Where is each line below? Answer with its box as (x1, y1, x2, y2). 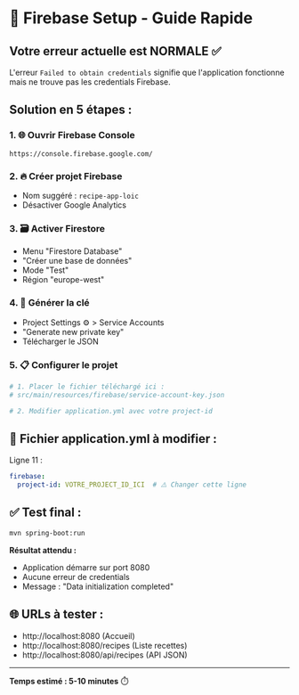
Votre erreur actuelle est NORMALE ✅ (9, 44, 222, 59)
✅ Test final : (9, 505, 82, 520)
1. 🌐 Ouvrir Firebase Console (9, 129, 135, 142)
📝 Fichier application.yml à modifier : (9, 431, 217, 446)
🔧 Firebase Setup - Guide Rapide (9, 8, 254, 29)
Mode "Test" (21, 265, 69, 275)
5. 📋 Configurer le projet (9, 358, 118, 371)
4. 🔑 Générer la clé (9, 297, 91, 309)
